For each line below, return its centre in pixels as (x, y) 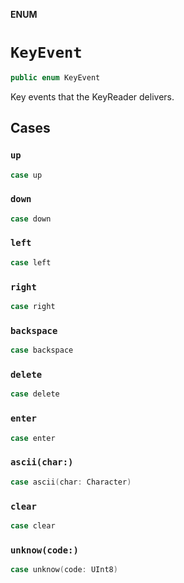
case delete (35, 394)
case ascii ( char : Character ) (71, 482)
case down (31, 219)
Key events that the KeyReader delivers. (92, 96)
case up (26, 175)
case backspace (42, 350)
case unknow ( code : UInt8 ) (64, 570)
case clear (33, 525)
